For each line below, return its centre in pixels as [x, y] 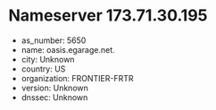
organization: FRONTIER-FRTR [78, 78]
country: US [43, 69]
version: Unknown [54, 88]
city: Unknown [48, 59]
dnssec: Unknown [54, 97]
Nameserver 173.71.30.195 [108, 16]
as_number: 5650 [54, 40]
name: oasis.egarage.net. [68, 49]
